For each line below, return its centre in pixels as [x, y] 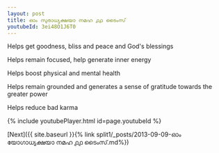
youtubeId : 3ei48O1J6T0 [42, 26]
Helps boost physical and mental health [64, 73]
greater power [27, 94]
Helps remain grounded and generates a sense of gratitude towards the [110, 87]
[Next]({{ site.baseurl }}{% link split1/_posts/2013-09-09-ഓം [94, 135]
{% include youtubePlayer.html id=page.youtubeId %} [84, 121]
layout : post [26, 14]
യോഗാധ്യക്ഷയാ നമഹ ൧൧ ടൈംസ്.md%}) [68, 143]
